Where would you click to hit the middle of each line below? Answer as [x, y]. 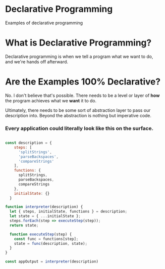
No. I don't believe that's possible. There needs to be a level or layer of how [82, 95]
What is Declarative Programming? [78, 43]
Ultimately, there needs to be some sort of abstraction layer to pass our [78, 110]
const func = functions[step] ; [46, 239]
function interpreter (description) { [44, 207]
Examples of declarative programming [44, 23]
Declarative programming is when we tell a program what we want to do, [79, 56]
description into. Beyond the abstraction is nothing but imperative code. [78, 115]
